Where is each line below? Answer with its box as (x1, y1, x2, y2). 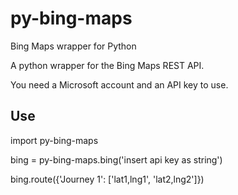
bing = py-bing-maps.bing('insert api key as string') (10, 153, 223, 166)
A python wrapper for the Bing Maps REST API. (10, 59, 205, 71)
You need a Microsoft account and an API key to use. (10, 78, 229, 91)
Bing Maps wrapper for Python (10, 40, 137, 52)
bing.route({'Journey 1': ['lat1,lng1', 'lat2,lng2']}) (10, 173, 205, 185)
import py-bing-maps (10, 134, 99, 146)
